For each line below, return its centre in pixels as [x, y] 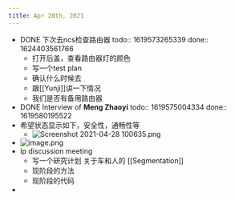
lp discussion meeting [56, 151]
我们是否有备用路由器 [67, 98]
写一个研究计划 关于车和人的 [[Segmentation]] [108, 160]
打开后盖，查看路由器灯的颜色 [81, 58]
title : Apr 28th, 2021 [46, 16]
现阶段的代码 [53, 180]
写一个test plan [57, 68]
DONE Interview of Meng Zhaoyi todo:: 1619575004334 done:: [124, 107]
